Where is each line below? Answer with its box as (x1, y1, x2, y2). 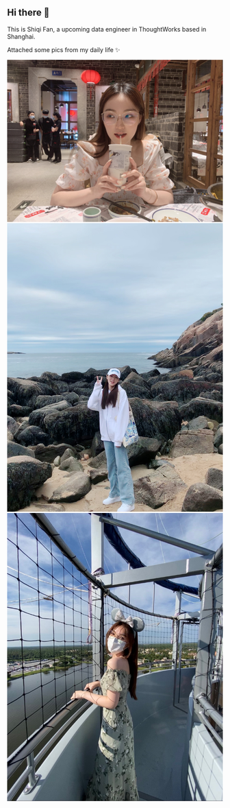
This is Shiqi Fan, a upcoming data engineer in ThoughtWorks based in (7, 25, 207, 33)
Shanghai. (7, 32, 36, 40)
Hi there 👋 (7, 7, 50, 19)
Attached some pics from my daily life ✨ (7, 45, 120, 54)
